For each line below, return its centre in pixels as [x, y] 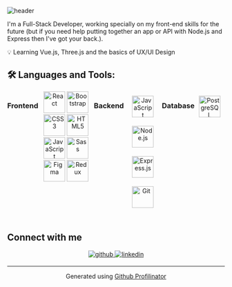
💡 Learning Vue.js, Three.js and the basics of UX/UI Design [91, 52]
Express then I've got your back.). [55, 39]
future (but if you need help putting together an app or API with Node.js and [115, 31]
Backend [109, 106]
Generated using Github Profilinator [116, 276]
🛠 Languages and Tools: [61, 75]
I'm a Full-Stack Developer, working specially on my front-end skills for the [113, 24]
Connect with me [45, 238]
